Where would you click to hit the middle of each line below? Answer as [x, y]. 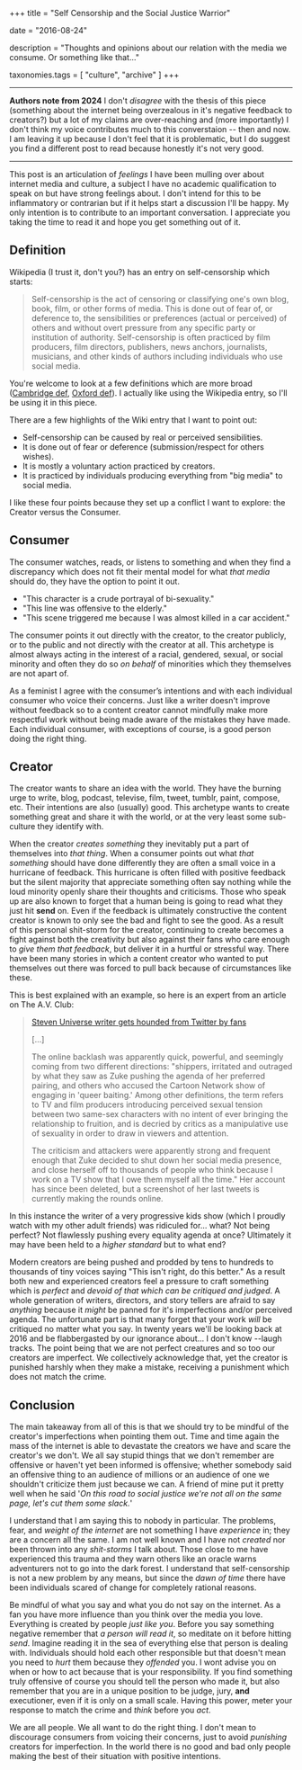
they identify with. [71, 827]
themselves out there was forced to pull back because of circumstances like [151, 968]
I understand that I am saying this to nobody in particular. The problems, [143, 1521]
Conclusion [42, 1405]
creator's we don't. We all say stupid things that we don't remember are [142, 1455]
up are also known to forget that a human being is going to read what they [146, 901]
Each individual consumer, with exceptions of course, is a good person [140, 729]
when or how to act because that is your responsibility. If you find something [151, 1672]
